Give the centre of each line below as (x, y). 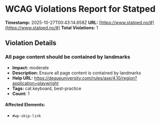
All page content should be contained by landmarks (68, 57)
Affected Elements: (25, 105)
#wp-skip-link (26, 116)
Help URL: (23, 78)
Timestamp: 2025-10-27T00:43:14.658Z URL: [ (53, 22)
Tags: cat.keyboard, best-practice (47, 88)
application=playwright (35, 83)
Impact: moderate (30, 67)
